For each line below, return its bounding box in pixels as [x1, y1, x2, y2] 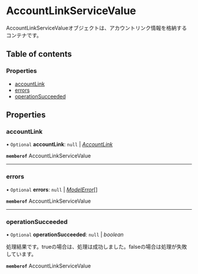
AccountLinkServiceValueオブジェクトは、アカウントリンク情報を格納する [6, 24, 187, 31]
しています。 [6, 250, 37, 258]
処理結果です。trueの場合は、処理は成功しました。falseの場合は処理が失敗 [6, 243, 187, 250]
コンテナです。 [6, 31, 42, 39]
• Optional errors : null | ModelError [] [6, 186, 98, 193]
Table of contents [6, 49, 72, 60]
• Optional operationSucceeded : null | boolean [6, 231, 124, 238]
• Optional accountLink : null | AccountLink [6, 141, 113, 148]
